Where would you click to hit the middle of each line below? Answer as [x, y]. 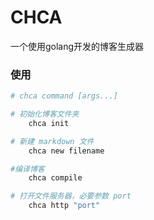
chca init [49, 123]
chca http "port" [64, 206]
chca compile [55, 178]
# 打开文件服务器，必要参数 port [71, 196]
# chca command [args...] [64, 96]
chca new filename [66, 151]
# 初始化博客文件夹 [45, 114]
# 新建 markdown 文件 [52, 141]
